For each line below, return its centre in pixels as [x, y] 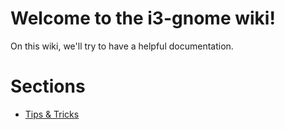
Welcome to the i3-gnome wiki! [143, 18]
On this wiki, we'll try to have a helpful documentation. [122, 46]
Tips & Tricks [52, 114]
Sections [48, 86]
